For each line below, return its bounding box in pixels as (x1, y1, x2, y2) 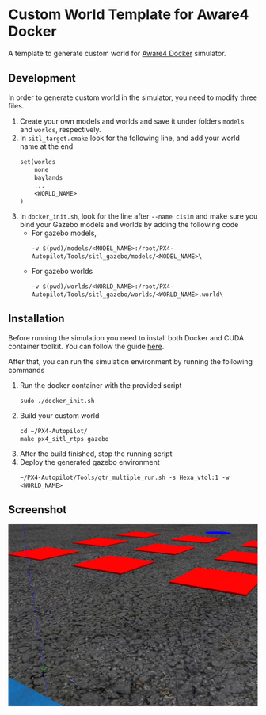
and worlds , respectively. (19, 124, 101, 134)
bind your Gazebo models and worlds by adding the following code (19, 219, 239, 229)
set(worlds (19, 158, 56, 165)
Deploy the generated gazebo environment (19, 457, 160, 466)
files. (8, 101, 25, 110)
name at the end (19, 141, 74, 151)
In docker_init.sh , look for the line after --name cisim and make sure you (19, 211, 258, 221)
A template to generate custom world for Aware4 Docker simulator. (8, 48, 226, 58)
